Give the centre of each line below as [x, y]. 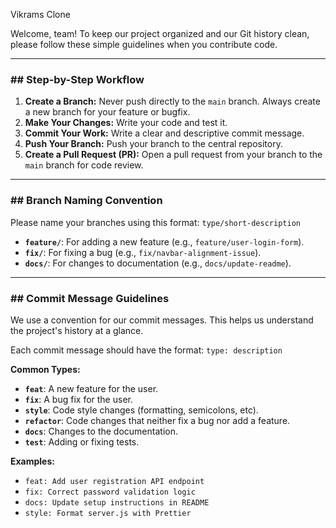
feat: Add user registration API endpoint [114, 481]
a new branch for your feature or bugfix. [107, 112]
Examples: [32, 461]
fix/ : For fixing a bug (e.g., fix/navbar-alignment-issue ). [143, 252]
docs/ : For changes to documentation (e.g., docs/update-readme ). [158, 263]
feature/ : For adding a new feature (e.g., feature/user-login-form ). [164, 241]
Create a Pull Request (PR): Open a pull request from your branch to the [173, 155]
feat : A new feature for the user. [91, 388]
